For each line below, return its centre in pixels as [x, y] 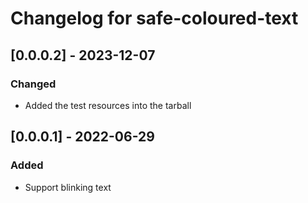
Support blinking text [68, 187]
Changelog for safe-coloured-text [154, 18]
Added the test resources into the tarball [108, 105]
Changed [33, 84]
